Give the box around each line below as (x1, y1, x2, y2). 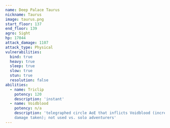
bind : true (10, 54, 33, 59)
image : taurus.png (5, 17, 44, 22)
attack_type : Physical (5, 45, 53, 50)
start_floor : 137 (5, 21, 42, 27)
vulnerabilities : (5, 49, 42, 54)
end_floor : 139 (5, 26, 37, 31)
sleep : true (10, 63, 35, 69)
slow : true (10, 69, 33, 74)
